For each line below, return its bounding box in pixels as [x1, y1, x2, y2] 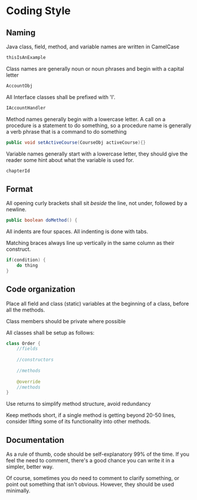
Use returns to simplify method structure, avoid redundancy [6, 400, 151, 408]
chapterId [6, 168, 31, 174]
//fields [16, 346, 38, 352]
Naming [6, 28, 36, 38]
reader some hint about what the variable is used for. [6, 156, 134, 163]
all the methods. [6, 306, 45, 313]
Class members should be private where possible [6, 317, 126, 324]
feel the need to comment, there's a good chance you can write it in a [6, 457, 175, 464]
